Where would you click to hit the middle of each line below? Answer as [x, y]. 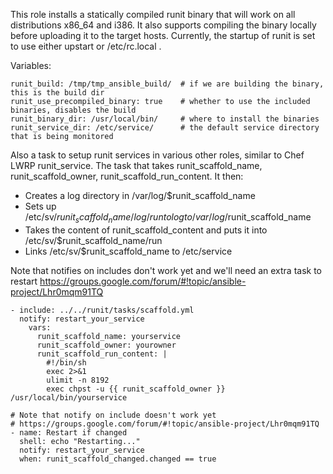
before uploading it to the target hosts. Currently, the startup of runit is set [163, 35]
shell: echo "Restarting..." [80, 441]
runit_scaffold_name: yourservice [109, 336]
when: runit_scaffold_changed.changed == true [118, 459]
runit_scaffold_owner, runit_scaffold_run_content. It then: [127, 176]
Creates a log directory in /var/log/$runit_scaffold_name [140, 195]
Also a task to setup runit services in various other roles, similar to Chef [157, 155]
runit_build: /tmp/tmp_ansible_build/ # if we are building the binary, [167, 84]
